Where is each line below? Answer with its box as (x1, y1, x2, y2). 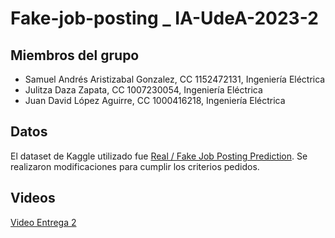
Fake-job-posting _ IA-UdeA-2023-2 (10, 7, 319, 30)
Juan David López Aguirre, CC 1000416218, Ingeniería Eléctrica (24, 95, 286, 106)
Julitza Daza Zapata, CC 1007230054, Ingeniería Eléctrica (24, 84, 263, 96)
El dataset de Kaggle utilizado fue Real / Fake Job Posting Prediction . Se (10, 150, 308, 162)
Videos (10, 190, 56, 207)
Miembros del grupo (10, 47, 140, 64)
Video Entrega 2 (10, 216, 77, 228)
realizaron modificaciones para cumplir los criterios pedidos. (10, 160, 260, 172)
